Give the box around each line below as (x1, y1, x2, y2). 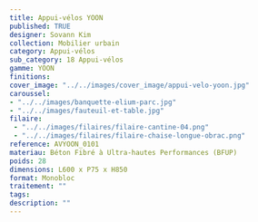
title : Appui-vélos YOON (9, 13, 104, 23)
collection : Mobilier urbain (9, 38, 120, 48)
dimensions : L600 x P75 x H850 (9, 165, 128, 174)
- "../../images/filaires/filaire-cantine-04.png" (13, 123, 209, 132)
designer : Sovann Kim (9, 30, 92, 39)
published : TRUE (9, 22, 71, 31)
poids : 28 (9, 156, 47, 166)
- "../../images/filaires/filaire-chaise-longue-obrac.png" (13, 131, 246, 140)
